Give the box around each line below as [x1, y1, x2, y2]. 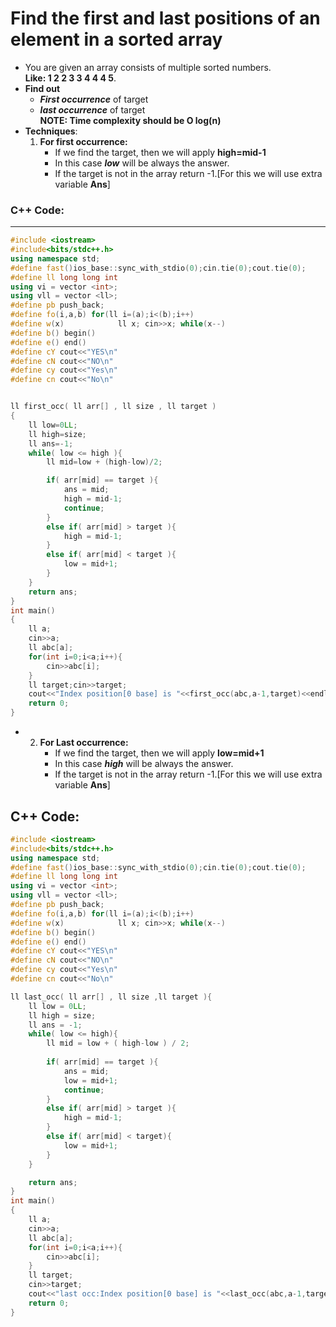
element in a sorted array [10, 28, 223, 51]
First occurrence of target [39, 93, 149, 105]
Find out [24, 82, 61, 94]
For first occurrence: [39, 135, 128, 147]
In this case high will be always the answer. [54, 758, 234, 770]
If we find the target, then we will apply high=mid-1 [54, 146, 267, 158]
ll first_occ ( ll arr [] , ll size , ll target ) [10, 402, 217, 412]
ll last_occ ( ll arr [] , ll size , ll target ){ [10, 992, 213, 1002]
